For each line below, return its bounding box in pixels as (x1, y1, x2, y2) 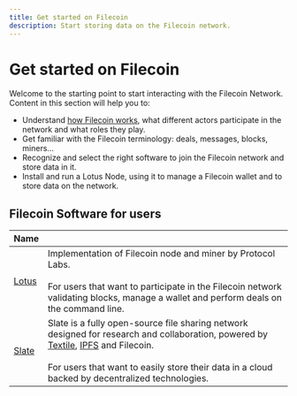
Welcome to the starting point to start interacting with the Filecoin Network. (9, 88, 284, 99)
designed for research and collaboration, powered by (47, 328, 268, 340)
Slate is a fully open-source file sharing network (47, 317, 248, 330)
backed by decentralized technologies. (47, 372, 209, 385)
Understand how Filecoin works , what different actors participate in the (21, 115, 282, 126)
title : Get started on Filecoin (9, 12, 128, 22)
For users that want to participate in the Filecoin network (47, 280, 283, 293)
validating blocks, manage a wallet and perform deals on (47, 292, 283, 304)
